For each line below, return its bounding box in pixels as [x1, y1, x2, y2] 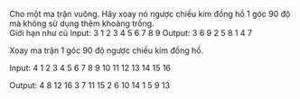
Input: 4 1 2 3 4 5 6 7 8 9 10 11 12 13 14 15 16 [9, 63, 172, 73]
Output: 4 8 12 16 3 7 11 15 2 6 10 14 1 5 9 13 [9, 80, 170, 90]
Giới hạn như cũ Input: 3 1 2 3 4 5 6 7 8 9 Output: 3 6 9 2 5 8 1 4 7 [9, 28, 253, 38]
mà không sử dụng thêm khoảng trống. [9, 18, 155, 29]
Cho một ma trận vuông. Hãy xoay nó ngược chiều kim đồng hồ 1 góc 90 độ [9, 9, 291, 19]
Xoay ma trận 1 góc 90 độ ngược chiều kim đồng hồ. [9, 45, 204, 56]
